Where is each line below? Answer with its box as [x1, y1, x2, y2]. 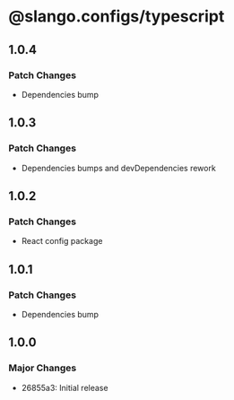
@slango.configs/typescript [8, 6, 225, 27]
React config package [21, 236, 103, 247]
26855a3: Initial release [21, 382, 108, 393]
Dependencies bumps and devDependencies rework [21, 162, 216, 173]
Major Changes [8, 361, 77, 374]
